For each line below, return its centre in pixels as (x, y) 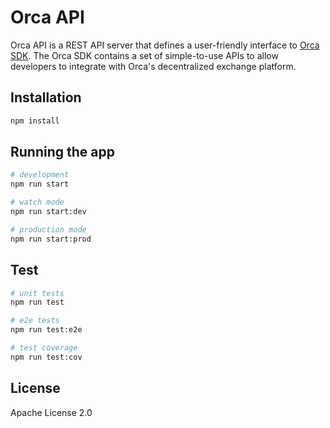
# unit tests (37, 293)
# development (40, 175)
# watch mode (37, 202)
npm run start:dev (48, 212)
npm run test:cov (46, 357)
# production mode (48, 229)
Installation (46, 97)
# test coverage (44, 348)
